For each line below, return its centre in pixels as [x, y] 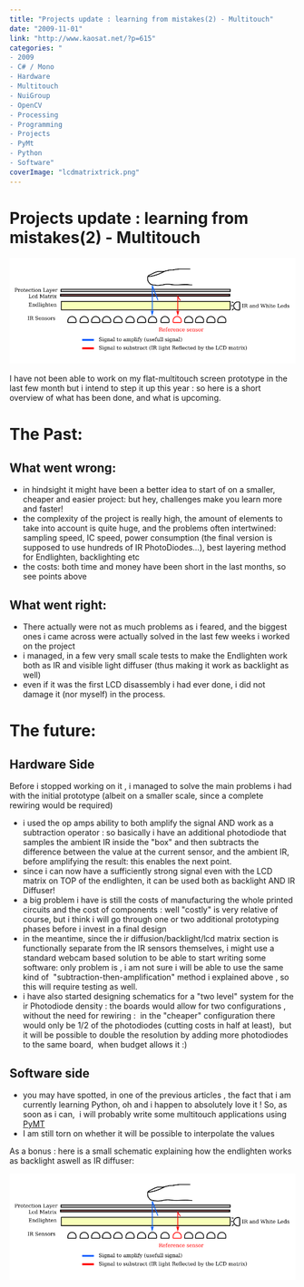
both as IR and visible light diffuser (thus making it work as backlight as [156, 666]
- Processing [34, 115]
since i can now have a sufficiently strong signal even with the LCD [147, 872]
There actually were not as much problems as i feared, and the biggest [155, 627]
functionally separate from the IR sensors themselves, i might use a [148, 949]
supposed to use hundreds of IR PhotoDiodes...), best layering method [154, 548]
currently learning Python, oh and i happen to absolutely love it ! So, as [155, 1104]
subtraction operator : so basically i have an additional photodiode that [154, 833]
